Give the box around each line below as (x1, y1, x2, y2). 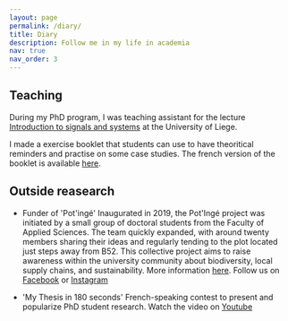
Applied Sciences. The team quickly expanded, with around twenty (21, 226, 270, 238)
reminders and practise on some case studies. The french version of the (9, 148, 275, 159)
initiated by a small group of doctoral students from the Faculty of (21, 217, 265, 228)
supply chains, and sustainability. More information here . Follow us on (21, 265, 280, 275)
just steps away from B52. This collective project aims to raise (21, 246, 251, 256)
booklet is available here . (9, 158, 101, 169)
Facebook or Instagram (21, 274, 109, 285)
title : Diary (9, 30, 58, 39)
